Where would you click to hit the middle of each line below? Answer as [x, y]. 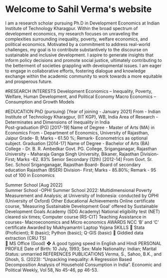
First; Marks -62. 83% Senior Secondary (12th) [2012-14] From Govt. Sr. [79, 159]
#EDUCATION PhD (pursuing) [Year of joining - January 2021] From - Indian [83, 111]
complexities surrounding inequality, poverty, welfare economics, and [77, 39]
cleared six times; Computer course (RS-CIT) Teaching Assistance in [76, 216]
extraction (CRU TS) [26, 238]
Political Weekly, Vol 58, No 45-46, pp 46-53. [52, 270]
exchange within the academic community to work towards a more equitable [84, 76]
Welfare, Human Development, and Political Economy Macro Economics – [81, 96]
